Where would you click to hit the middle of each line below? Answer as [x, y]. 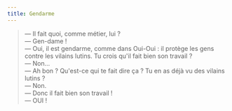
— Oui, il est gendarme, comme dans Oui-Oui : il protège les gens [119, 48]
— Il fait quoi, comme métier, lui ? [73, 34]
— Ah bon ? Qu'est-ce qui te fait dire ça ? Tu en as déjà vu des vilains [125, 71]
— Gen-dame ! [46, 41]
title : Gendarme [31, 14]
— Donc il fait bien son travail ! [69, 93]
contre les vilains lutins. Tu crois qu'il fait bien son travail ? [108, 56]
